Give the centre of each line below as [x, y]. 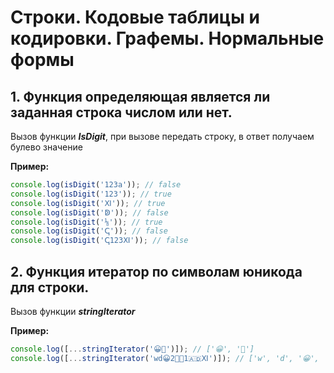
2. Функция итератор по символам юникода [156, 271]
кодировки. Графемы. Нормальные [167, 38]
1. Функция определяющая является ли [140, 96]
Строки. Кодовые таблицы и [135, 17]
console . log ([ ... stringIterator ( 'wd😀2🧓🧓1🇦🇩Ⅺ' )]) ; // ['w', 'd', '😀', [165, 358]
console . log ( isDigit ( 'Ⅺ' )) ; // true [88, 203]
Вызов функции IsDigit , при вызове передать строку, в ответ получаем [162, 136]
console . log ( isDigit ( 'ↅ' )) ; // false [89, 231]
